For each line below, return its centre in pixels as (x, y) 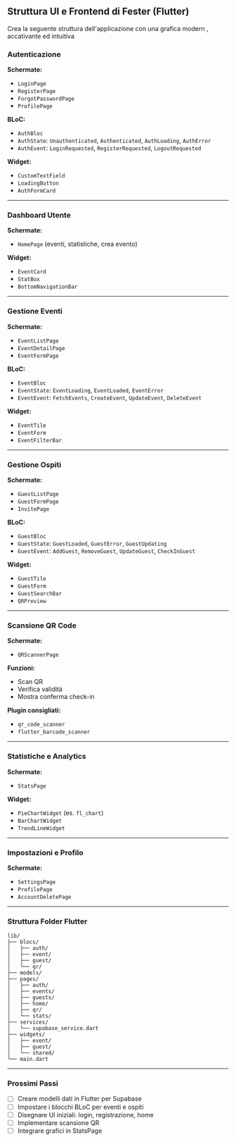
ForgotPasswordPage (46, 99)
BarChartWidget (40, 821)
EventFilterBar (40, 440)
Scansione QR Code (42, 625)
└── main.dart (28, 1060)
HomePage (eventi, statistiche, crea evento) (78, 244)
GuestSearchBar (40, 594)
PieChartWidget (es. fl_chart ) (60, 812)
